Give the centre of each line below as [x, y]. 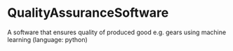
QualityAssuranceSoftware [88, 13]
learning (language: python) [47, 39]
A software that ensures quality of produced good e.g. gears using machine [117, 32]
